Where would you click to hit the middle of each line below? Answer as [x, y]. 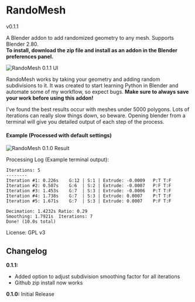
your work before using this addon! [50, 98]
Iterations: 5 [23, 171]
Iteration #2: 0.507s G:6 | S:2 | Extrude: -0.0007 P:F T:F [89, 186]
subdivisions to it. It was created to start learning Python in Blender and [92, 85]
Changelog [27, 251]
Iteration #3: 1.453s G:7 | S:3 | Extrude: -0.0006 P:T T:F [89, 191]
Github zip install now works [49, 283]
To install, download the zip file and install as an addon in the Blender [92, 50]
